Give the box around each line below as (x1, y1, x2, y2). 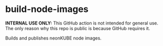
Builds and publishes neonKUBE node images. (5, 35, 102, 41)
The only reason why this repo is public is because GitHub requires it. (5, 25, 150, 31)
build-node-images (5, 3, 89, 15)
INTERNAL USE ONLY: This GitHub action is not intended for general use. (5, 20, 158, 26)
